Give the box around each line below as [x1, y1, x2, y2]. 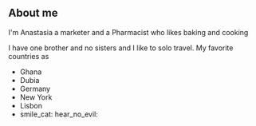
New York [19, 92, 53, 102]
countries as [8, 51, 49, 61]
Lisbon [19, 100, 42, 110]
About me [8, 6, 58, 20]
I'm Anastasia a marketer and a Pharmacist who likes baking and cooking [8, 27, 249, 37]
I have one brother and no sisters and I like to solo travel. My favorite [8, 43, 234, 53]
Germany [19, 84, 50, 93]
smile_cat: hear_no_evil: [19, 109, 98, 119]
